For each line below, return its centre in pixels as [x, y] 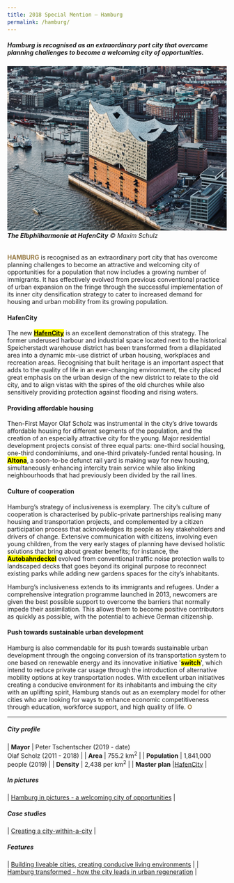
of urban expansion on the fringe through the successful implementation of [115, 287]
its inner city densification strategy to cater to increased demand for [105, 294]
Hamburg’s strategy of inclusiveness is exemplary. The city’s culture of [109, 507]
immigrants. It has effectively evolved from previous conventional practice [114, 280]
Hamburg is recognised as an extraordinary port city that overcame [108, 45]
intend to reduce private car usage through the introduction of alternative [112, 670]
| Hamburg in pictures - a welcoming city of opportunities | [91, 797]
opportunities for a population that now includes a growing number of [107, 272]
